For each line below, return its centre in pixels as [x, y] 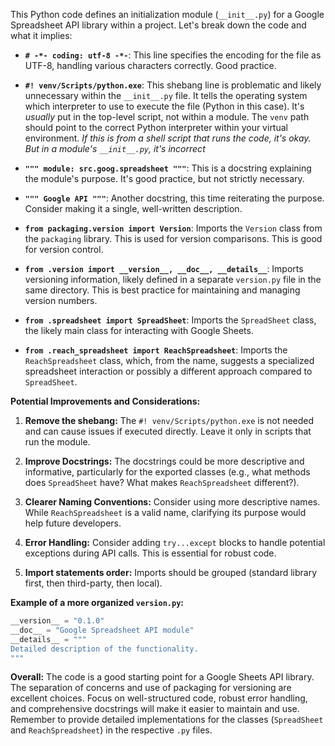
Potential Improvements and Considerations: [105, 401]
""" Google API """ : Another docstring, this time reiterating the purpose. [174, 198]
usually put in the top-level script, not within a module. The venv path [167, 117]
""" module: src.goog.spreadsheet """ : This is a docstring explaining [168, 168]
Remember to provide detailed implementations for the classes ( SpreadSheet [167, 720]
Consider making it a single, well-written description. [133, 208]
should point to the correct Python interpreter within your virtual [156, 127]
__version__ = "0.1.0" [57, 621]
